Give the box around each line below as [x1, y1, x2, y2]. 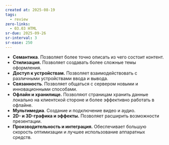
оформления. [12, 64, 42, 70]
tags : [5, 12, 17, 17]
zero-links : [5, 21, 30, 27]
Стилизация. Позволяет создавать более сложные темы [12, 59, 136, 65]
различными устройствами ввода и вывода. [12, 75, 108, 81]
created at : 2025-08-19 [5, 7, 55, 13]
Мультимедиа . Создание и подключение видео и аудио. [12, 107, 136, 113]
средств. [12, 134, 32, 140]
